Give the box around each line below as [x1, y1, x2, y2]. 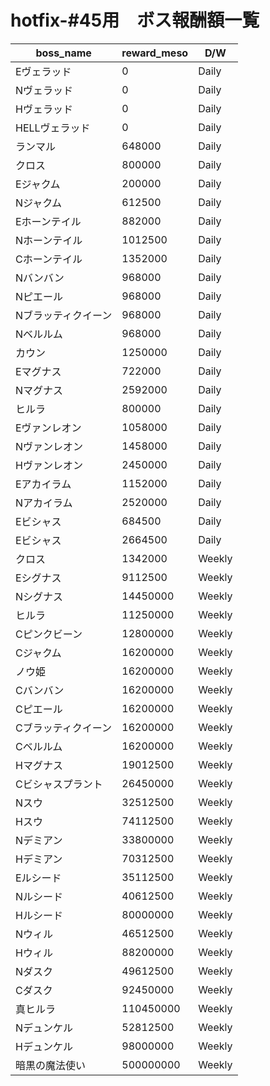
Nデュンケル [15, 1021, 74, 1035]
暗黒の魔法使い [15, 1058, 87, 1072]
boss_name [35, 46, 92, 60]
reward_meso [121, 46, 189, 60]
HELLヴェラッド [15, 121, 91, 135]
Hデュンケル [15, 1039, 73, 1053]
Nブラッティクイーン [15, 308, 113, 322]
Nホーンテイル [15, 233, 83, 247]
